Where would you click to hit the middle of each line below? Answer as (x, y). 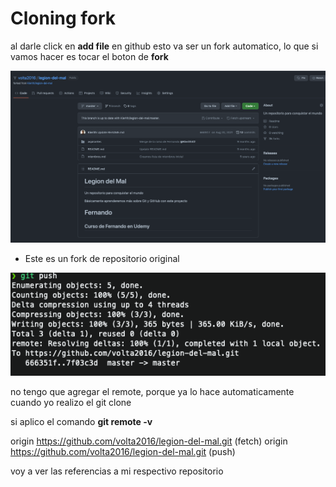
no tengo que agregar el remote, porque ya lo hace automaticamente (152, 391)
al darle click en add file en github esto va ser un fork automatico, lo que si (164, 46)
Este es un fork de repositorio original (102, 259)
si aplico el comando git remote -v (81, 421)
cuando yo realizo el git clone (71, 402)
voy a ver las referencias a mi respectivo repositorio (117, 471)
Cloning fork (63, 18)
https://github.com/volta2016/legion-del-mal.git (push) (123, 451)
